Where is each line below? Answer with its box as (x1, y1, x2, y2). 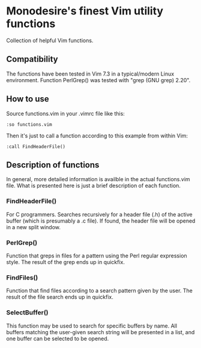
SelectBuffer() (6, 308, 49, 317)
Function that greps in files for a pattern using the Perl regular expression (6, 252, 187, 259)
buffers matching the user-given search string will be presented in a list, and (6, 328, 195, 335)
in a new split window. (6, 223, 61, 230)
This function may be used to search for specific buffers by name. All (6, 322, 178, 329)
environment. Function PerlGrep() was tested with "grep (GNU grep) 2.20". (6, 76, 191, 83)
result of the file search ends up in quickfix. (6, 293, 114, 301)
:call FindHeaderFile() (6, 143, 66, 149)
